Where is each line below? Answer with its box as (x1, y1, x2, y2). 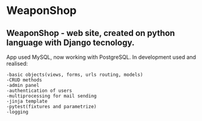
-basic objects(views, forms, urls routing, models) (6, 72, 143, 78)
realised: (6, 60, 29, 67)
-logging (6, 109, 29, 115)
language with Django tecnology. (6, 37, 135, 47)
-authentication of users (6, 88, 72, 94)
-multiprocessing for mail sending (6, 93, 97, 99)
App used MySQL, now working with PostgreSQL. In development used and (6, 54, 197, 61)
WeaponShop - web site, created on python (6, 28, 175, 38)
